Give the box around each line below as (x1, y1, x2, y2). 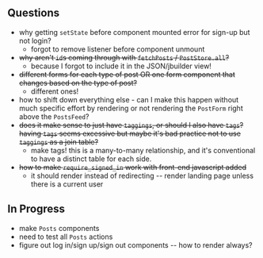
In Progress (7, 202, 65, 216)
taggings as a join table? (18, 137, 99, 146)
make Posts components (18, 223, 100, 233)
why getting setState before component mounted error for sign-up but (18, 27, 250, 37)
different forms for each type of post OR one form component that (18, 69, 235, 79)
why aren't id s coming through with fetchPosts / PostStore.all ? (18, 52, 230, 62)
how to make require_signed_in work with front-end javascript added (18, 162, 247, 171)
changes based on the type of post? (18, 78, 138, 87)
